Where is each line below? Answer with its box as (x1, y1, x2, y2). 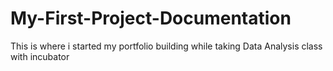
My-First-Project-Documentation (10, 7, 292, 30)
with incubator (10, 50, 70, 62)
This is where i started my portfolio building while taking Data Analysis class (10, 40, 323, 52)
